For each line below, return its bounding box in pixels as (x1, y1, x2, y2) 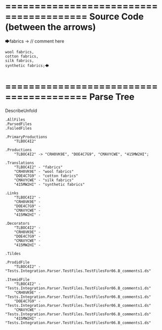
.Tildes (5, 251, 21, 256)
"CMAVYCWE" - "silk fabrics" (14, 177, 74, 183)
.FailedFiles (5, 125, 32, 131)
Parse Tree (89, 91, 135, 103)
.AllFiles (5, 117, 26, 122)
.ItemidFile (5, 277, 30, 282)
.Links (5, 191, 19, 196)
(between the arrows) (5, 22, 96, 33)
